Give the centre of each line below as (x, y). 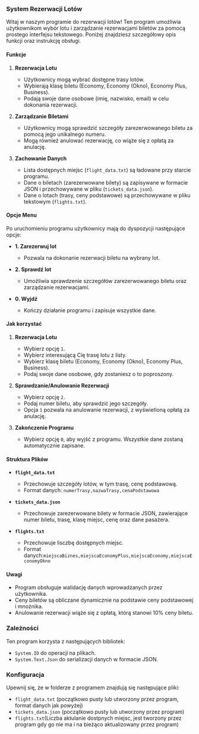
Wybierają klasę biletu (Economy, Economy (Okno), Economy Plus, (105, 86)
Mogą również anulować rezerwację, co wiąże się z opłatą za (99, 140)
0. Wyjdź (26, 298)
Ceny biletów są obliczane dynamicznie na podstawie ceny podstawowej (104, 600)
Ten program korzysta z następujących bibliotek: (66, 641)
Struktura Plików (27, 459)
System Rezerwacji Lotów (44, 9)
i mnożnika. (29, 607)
